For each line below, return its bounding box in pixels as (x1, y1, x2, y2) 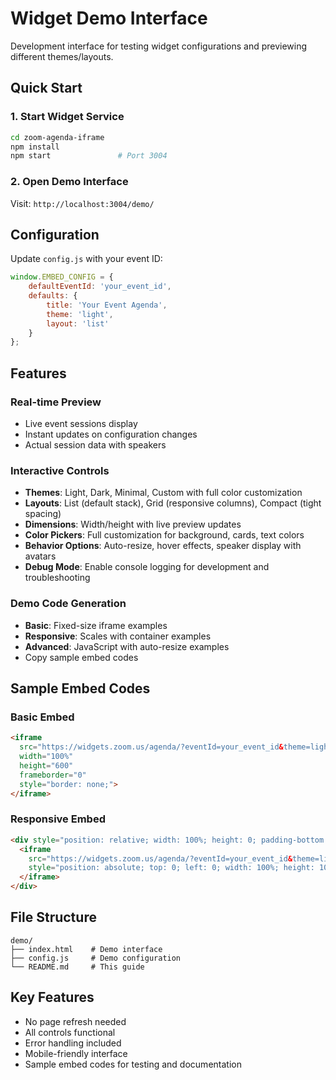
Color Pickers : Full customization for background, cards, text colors (24, 529, 305, 541)
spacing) (24, 508, 62, 520)
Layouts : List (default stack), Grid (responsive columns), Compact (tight (24, 497, 322, 509)
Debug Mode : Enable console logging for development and (24, 561, 270, 573)
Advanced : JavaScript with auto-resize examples (24, 640, 230, 652)
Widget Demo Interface (10, 7, 208, 30)
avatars (24, 550, 57, 562)
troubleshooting (24, 572, 91, 584)
